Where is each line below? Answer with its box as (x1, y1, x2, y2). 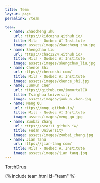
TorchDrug (5, 164, 26, 169)
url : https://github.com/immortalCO (13, 87, 87, 92)
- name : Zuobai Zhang (9, 119, 53, 124)
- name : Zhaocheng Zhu (9, 29, 55, 34)
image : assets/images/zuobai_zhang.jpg (13, 132, 94, 138)
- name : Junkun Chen (9, 83, 50, 88)
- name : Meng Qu (9, 101, 42, 106)
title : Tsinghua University (13, 92, 70, 97)
